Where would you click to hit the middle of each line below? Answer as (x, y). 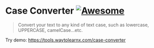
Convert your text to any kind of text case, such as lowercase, (83, 25)
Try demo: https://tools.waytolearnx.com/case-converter (65, 40)
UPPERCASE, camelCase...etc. (50, 30)
